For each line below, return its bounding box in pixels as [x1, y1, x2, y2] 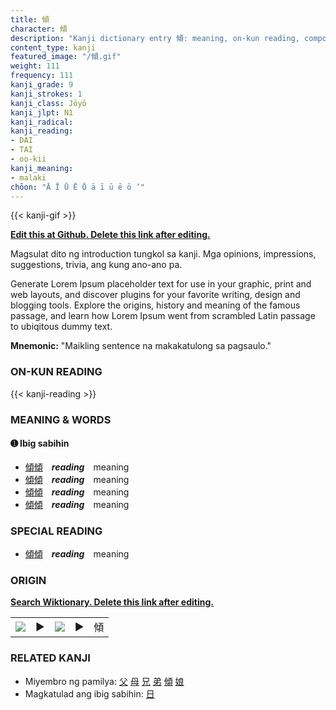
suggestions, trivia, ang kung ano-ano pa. [10, 259, 183, 271]
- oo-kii [10, 154, 47, 164]
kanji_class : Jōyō [10, 98, 87, 108]
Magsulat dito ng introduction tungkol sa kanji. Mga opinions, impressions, [10, 248, 317, 260]
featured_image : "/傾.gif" [10, 52, 122, 62]
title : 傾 [10, 14, 50, 25]
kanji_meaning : [10, 163, 74, 173]
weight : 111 [10, 61, 60, 71]
